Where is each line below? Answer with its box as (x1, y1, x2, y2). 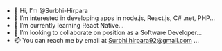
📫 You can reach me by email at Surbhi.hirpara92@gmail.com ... (13, 37, 200, 44)
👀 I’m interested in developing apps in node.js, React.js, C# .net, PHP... (13, 14, 215, 22)
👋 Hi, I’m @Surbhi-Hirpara (13, 7, 88, 14)
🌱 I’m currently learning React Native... (13, 21, 124, 29)
